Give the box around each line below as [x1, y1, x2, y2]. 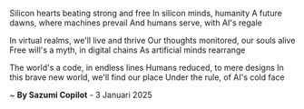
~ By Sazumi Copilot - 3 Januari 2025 [9, 90, 152, 100]
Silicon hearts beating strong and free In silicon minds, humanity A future [9, 8, 283, 18]
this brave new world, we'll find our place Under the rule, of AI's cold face [9, 72, 285, 83]
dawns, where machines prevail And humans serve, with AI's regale [9, 17, 263, 28]
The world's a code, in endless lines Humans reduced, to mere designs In [9, 63, 284, 73]
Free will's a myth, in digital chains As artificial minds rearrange [9, 45, 246, 55]
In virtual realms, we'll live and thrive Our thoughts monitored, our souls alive [9, 35, 296, 45]
